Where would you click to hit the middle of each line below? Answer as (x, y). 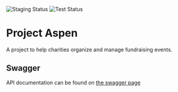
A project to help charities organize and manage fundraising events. (89, 49)
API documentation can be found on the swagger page (74, 83)
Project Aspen (42, 33)
